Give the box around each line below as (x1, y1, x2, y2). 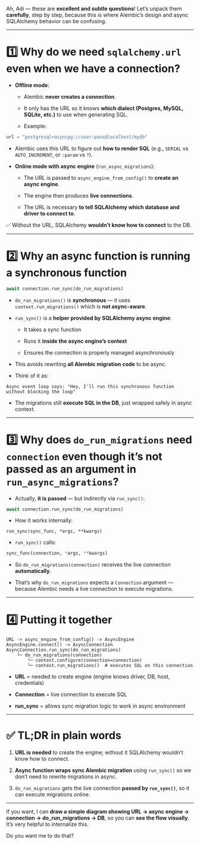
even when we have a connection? (6, 62, 180, 76)
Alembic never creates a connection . (23, 93, 116, 100)
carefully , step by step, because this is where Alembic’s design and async (6, 11, 189, 18)
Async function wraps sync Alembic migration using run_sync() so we (14, 767, 192, 774)
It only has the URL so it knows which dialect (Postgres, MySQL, (23, 104, 183, 112)
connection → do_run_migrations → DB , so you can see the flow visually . (6, 815, 189, 822)
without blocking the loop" (6, 389, 76, 395)
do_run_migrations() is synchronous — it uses (14, 296, 131, 303)
